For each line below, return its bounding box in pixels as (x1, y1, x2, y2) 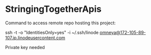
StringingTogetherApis (5, 3, 102, 15)
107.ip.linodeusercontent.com (5, 35, 66, 41)
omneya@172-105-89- (99, 29, 146, 35)
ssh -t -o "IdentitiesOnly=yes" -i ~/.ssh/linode (5, 29, 99, 35)
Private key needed (5, 44, 45, 50)
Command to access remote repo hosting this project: (5, 20, 116, 26)
